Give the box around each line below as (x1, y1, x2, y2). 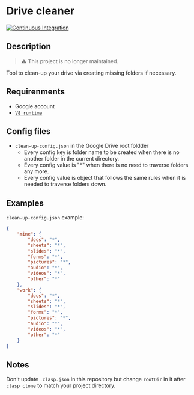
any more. (23, 168, 49, 175)
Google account (14, 102, 55, 109)
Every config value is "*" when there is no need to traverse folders (23, 161, 189, 169)
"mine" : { (17, 231, 42, 237)
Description (6, 41, 51, 52)
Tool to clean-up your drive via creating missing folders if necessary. (6, 69, 177, 76)
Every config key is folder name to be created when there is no (23, 149, 180, 156)
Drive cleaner (6, 4, 75, 18)
